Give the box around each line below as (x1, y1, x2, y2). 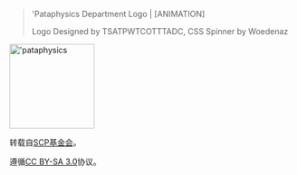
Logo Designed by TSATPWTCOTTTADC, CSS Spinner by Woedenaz (31, 26, 289, 36)
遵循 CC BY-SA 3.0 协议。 (9, 156, 101, 167)
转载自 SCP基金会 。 (9, 137, 81, 148)
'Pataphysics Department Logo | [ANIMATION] (31, 9, 206, 19)
